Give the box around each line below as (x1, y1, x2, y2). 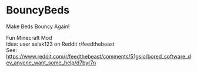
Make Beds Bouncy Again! (6, 23, 70, 30)
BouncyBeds (6, 4, 69, 17)
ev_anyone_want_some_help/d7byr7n (6, 59, 96, 66)
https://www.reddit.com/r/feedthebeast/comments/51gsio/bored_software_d (6, 53, 191, 60)
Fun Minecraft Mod (6, 34, 52, 41)
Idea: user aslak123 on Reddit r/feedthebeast (6, 40, 115, 47)
